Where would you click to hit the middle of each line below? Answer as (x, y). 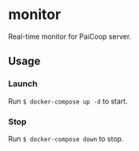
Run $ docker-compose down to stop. (66, 138)
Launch (23, 84)
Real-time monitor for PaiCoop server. (70, 36)
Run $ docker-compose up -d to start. (68, 101)
